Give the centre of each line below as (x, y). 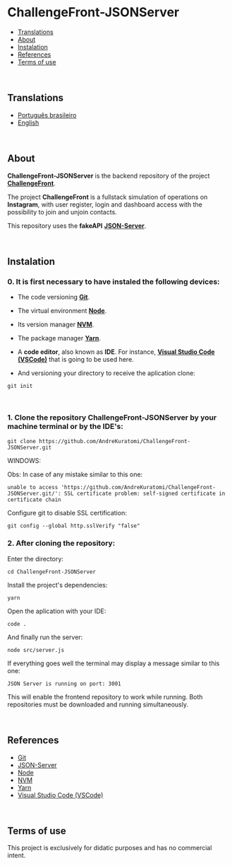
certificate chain (34, 500)
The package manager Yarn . (59, 338)
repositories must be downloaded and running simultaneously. (98, 704)
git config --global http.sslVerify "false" (74, 526)
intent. (17, 855)
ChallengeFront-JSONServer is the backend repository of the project (109, 176)
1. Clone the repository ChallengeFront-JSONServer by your (112, 418)
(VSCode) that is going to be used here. (75, 360)
